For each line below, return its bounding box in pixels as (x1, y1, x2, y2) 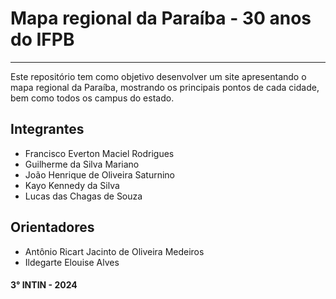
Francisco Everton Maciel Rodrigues (24, 147, 175, 159)
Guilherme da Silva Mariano (24, 158, 140, 170)
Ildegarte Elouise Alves (24, 256, 120, 268)
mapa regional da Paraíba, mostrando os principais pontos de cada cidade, (10, 81, 320, 93)
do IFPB (10, 28, 75, 51)
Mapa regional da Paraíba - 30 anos (10, 7, 312, 30)
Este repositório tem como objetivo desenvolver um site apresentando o (10, 70, 307, 82)
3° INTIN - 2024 (10, 279, 78, 291)
